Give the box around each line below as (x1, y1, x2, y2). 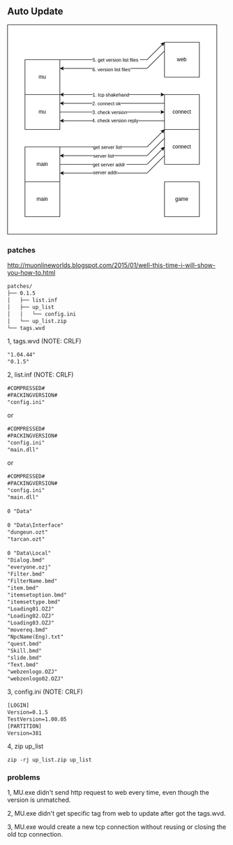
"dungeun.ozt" (7, 529, 49, 536)
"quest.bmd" (7, 641, 42, 648)
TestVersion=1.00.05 (7, 716, 68, 723)
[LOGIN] (7, 702, 30, 709)
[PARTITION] (7, 723, 42, 730)
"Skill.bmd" (7, 648, 42, 655)
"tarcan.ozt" (7, 536, 45, 543)
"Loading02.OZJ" (7, 613, 54, 620)
